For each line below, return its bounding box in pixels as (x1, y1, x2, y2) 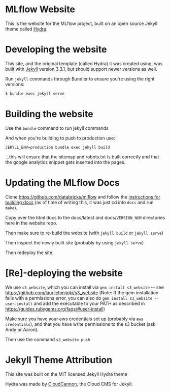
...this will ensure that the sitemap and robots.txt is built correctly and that (5, 154, 159, 160)
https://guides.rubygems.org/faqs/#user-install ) (5, 305, 106, 312)
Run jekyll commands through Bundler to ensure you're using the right (5, 75, 155, 82)
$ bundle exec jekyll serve (5, 91, 65, 96)
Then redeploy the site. (5, 249, 54, 256)
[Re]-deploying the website (5, 267, 123, 278)
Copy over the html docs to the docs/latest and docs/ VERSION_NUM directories (5, 214, 165, 220)
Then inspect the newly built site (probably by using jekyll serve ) (5, 239, 144, 245)
